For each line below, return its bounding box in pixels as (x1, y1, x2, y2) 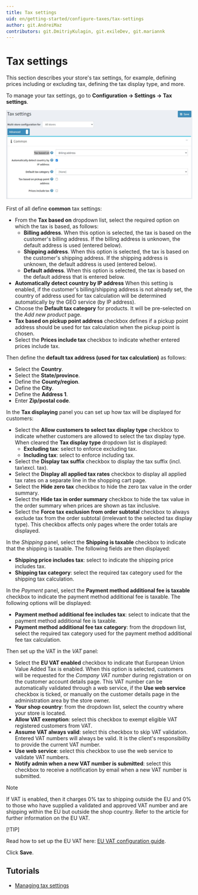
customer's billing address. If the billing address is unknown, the (23, 235, 180, 243)
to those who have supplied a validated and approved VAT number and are (6, 801, 188, 809)
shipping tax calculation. (14, 575, 74, 582)
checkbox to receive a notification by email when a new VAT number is (14, 766, 187, 773)
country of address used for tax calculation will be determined (14, 292, 167, 299)
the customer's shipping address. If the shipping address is (23, 254, 168, 261)
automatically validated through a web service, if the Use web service (14, 684, 186, 691)
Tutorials (6, 866, 40, 876)
